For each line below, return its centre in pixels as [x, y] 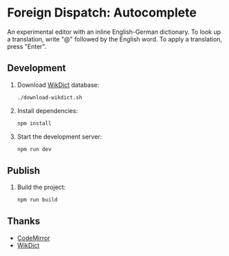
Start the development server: [59, 137]
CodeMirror [33, 238]
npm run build [37, 200]
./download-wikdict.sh [50, 97]
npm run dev [34, 149]
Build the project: [41, 187]
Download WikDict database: [58, 85]
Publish [24, 170]
